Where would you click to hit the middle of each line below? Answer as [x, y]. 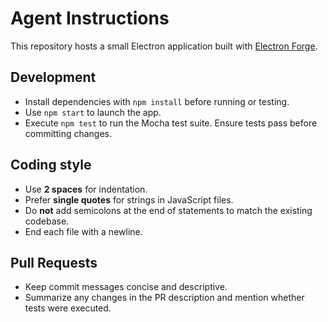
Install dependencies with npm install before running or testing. [157, 101]
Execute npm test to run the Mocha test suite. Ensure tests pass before [171, 123]
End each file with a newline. [83, 231]
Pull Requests [54, 262]
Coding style [51, 165]
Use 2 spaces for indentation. [86, 189]
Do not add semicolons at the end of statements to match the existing [168, 210]
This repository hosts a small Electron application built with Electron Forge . [164, 46]
